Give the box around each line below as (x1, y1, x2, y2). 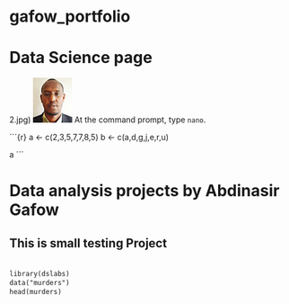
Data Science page (9, 48, 153, 68)
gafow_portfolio (9, 6, 131, 27)
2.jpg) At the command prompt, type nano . (9, 114, 206, 125)
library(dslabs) (9, 270, 70, 279)
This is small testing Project (9, 236, 168, 251)
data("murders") (9, 279, 70, 288)
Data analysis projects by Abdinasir (9, 181, 280, 201)
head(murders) (9, 288, 63, 297)
